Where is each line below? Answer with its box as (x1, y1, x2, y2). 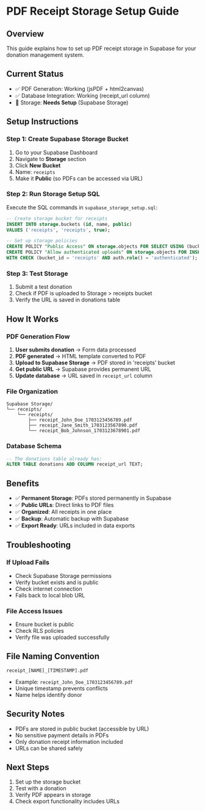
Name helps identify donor (15, 691, 82, 698)
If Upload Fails (6, 558, 50, 567)
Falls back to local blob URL (15, 591, 85, 599)
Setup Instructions (6, 117, 79, 127)
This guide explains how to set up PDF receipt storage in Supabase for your (6, 45, 196, 52)
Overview (6, 29, 45, 39)
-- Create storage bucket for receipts (6, 215, 108, 222)
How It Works (6, 314, 59, 324)
